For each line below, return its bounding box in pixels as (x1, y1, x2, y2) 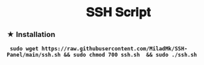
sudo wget (9, 45, 39, 52)
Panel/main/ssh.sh (6, 52, 61, 59)
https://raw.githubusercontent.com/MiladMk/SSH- (41, 45, 188, 52)
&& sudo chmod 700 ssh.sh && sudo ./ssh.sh (63, 52, 198, 59)
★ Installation (6, 29, 56, 39)
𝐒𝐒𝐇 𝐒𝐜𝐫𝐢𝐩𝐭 (85, 4, 152, 20)
